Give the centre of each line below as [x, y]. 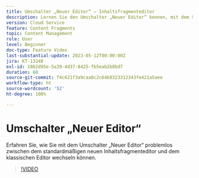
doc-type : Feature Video [37, 50]
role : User [20, 39]
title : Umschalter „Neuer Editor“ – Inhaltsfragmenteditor [81, 12]
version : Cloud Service [36, 22]
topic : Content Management [39, 34]
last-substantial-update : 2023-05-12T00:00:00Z [66, 56]
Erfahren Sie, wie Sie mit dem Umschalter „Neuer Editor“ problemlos [89, 145]
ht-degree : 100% [26, 94]
